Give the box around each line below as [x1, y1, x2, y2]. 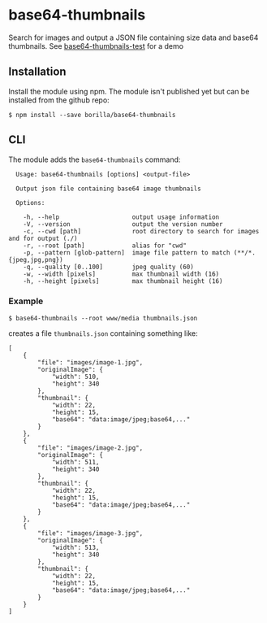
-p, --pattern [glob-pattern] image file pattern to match [23, 248, 230, 257]
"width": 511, [51, 458, 100, 466]
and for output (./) [8, 234, 79, 242]
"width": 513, [51, 543, 100, 551]
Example [8, 295, 44, 307]
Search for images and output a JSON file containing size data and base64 [8, 33, 259, 42]
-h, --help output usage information [23, 213, 220, 221]
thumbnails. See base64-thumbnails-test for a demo [8, 41, 184, 50]
